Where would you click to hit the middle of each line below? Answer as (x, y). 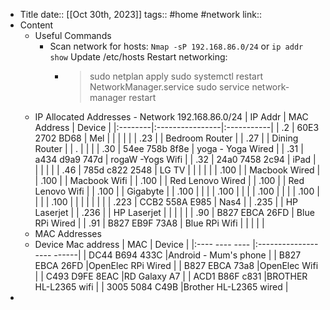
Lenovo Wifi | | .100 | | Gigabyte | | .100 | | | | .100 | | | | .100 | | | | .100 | (177, 191)
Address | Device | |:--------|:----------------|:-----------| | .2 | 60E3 (177, 127)
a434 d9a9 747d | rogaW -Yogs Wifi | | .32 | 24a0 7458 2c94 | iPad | (175, 159)
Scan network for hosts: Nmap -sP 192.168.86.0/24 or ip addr (176, 46)
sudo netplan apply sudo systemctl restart (176, 76)
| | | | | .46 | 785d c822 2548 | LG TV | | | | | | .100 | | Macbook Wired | (177, 170)
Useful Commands (73, 35)
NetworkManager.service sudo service (169, 87)
